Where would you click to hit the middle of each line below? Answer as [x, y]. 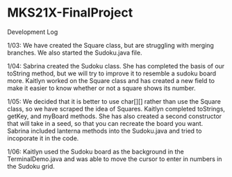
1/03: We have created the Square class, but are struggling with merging [110, 45]
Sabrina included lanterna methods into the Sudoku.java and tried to [105, 131]
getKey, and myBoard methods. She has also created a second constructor [115, 116]
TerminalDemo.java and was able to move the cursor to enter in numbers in [115, 159]
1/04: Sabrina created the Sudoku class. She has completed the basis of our [116, 66]
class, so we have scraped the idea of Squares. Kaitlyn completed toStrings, [116, 109]
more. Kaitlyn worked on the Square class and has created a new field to [111, 80]
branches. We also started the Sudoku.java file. [75, 53]
